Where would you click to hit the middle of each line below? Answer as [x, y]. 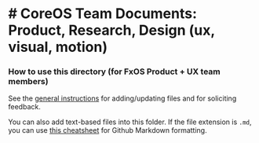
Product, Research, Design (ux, [111, 30]
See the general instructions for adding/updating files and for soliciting [122, 98]
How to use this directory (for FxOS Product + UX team [115, 71]
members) [28, 82]
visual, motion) [58, 47]
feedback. [24, 107]
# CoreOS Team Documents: [103, 14]
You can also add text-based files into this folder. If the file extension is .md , [130, 122]
